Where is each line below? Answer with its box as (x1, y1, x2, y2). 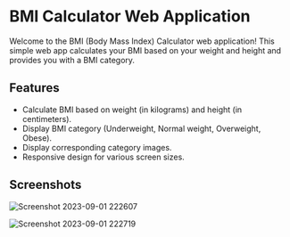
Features (9, 80, 60, 95)
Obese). (21, 132, 52, 143)
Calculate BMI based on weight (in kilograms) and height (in (21, 104, 243, 115)
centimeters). (21, 113, 72, 124)
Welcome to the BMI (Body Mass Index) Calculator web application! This (9, 36, 275, 46)
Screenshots (9, 177, 82, 192)
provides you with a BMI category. (9, 54, 136, 65)
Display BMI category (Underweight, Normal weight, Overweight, (21, 123, 261, 134)
